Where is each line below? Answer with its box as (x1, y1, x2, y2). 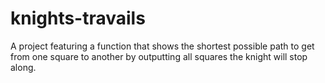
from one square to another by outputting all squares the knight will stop (10, 50, 308, 62)
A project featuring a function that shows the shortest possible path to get (10, 40, 315, 52)
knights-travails (10, 7, 146, 30)
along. (10, 61, 37, 73)
